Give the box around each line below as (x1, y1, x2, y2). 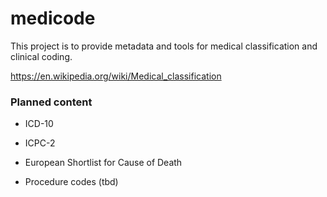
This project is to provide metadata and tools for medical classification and (10, 40, 318, 52)
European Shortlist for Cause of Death (24, 157, 183, 169)
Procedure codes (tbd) (24, 176, 119, 188)
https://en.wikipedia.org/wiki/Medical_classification (10, 70, 222, 82)
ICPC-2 (24, 137, 56, 149)
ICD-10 (24, 118, 54, 130)
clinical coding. (10, 50, 73, 62)
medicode (10, 7, 96, 30)
